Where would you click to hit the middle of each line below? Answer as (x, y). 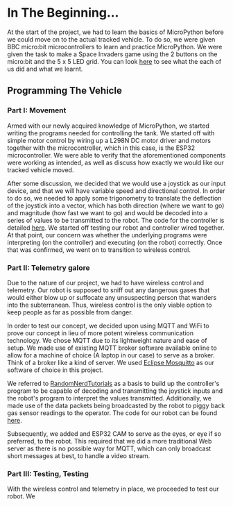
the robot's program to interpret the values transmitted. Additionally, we (109, 398)
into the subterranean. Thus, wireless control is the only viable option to (110, 305)
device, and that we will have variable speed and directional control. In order (116, 191)
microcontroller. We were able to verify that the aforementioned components (116, 155)
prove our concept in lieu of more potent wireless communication (101, 333)
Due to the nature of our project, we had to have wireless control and (106, 282)
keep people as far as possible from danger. (70, 312)
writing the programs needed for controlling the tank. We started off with (111, 133)
